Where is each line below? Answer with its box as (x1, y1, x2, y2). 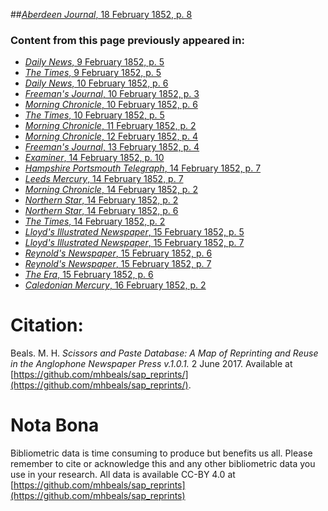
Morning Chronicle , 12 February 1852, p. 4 (24, 130, 198, 143)
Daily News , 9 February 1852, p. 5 (24, 56, 165, 68)
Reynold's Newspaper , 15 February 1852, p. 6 (24, 247, 213, 259)
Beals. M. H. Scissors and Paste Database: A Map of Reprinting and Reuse (10, 347, 319, 359)
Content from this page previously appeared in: (10, 33, 245, 47)
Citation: (10, 314, 84, 337)
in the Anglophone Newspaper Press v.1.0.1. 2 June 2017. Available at (10, 358, 293, 370)
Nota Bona (10, 414, 100, 437)
